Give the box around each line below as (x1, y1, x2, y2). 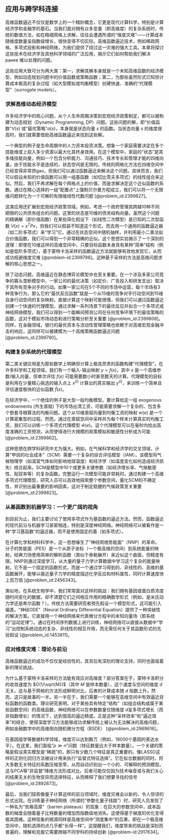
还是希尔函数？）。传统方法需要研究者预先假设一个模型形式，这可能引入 (14, 600, 162, 606)
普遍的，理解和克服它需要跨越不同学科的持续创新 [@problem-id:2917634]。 (5, 829, 162, 835)
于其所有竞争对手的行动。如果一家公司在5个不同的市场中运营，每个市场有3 (5, 284, 160, 290)
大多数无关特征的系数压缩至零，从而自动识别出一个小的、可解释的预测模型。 (5, 761, 164, 768)
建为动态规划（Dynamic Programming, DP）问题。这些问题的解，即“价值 (5, 119, 156, 125)
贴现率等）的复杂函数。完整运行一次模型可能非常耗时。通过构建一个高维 (14, 471, 164, 477)
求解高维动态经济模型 (5, 100, 57, 107)
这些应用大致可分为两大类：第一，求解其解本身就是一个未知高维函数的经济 (5, 68, 159, 74)
